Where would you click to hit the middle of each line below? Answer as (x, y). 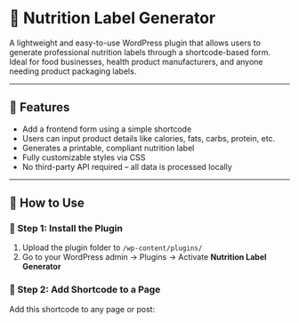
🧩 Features (40, 107)
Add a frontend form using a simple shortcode (107, 129)
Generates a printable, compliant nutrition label (108, 148)
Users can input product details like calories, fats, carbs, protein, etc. (149, 138)
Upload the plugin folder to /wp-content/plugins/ (112, 247)
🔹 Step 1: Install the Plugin (66, 229)
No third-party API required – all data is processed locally (127, 166)
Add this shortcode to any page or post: (82, 309)
